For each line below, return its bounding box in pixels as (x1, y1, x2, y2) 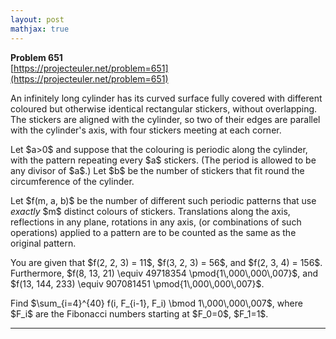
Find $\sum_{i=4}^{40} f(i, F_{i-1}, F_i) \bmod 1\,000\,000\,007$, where (10, 297, 303, 309)
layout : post (10, 14, 65, 25)
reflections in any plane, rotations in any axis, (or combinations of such (10, 216, 302, 228)
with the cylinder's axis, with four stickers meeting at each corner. (10, 124, 282, 136)
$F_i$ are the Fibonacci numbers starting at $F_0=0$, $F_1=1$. (10, 307, 269, 320)
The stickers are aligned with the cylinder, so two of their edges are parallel (10, 113, 321, 125)
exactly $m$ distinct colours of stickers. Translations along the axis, (10, 205, 291, 217)
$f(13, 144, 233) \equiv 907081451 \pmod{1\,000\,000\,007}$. (10, 277, 265, 290)
